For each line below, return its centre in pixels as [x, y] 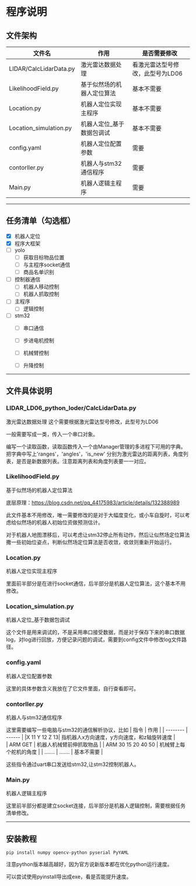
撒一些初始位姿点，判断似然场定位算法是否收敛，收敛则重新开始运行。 [90, 542]
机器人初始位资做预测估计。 [70, 522]
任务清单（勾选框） [41, 221]
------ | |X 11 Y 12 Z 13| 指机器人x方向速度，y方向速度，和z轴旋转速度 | [91, 737]
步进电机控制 [38, 340]
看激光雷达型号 [153, 65]
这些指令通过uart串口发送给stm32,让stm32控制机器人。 [73, 764]
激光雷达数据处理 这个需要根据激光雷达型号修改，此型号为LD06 [82, 422]
